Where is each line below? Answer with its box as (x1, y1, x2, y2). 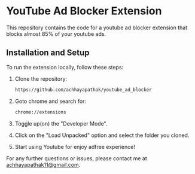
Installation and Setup (6, 48, 90, 58)
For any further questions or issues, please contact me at (6, 154, 148, 162)
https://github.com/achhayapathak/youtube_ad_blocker (14, 87, 152, 93)
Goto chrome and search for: (14, 97, 87, 105)
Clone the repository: (14, 75, 68, 82)
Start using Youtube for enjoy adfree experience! (14, 143, 136, 150)
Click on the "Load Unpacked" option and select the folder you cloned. (14, 132, 190, 139)
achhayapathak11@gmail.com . (6, 161, 81, 168)
